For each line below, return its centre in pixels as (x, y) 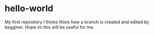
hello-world (29, 9)
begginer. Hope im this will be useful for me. (50, 27)
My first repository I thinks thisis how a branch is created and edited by (77, 22)
